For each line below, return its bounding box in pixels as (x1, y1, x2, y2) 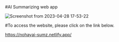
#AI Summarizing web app (5, 4, 58, 10)
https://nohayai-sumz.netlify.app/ (5, 32, 72, 37)
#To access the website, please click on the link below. (5, 22, 115, 28)
